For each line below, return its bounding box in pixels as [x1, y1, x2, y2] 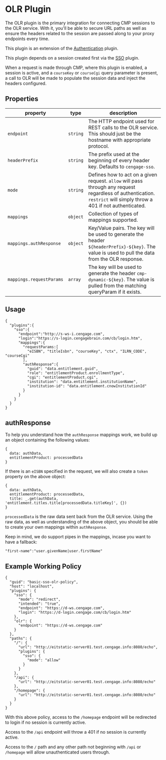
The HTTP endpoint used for [88, 118, 155, 125]
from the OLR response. [88, 255, 144, 262]
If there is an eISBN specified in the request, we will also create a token [5, 468, 148, 474]
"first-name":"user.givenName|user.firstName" [5, 549, 103, 554]
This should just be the [88, 130, 141, 137]
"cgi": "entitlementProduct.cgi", [27, 375, 98, 380]
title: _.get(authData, [9, 496, 58, 502]
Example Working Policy [5, 562, 82, 570]
